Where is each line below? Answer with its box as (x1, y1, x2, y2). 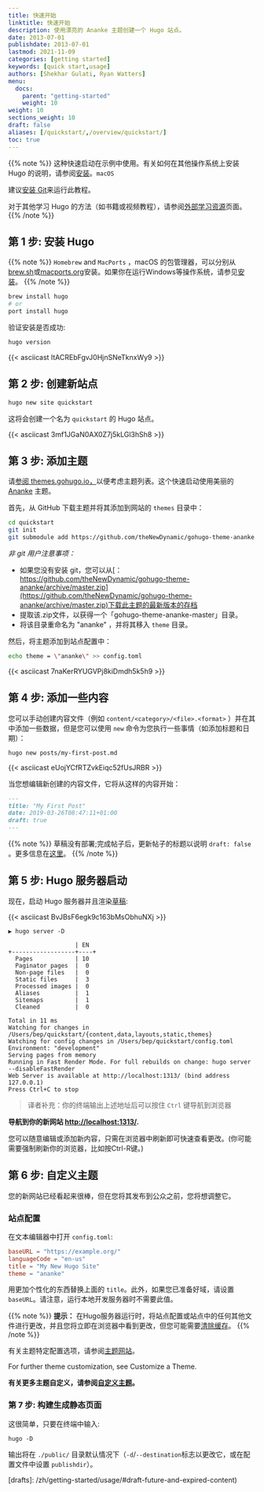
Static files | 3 (15, 976, 90, 983)
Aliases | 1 (15, 989, 90, 997)
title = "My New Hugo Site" (8, 1262, 101, 1270)
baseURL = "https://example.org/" (8, 1248, 122, 1255)
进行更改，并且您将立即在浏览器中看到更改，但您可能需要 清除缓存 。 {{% (14, 1321, 250, 1331)
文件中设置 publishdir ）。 (14, 1459, 97, 1468)
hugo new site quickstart (8, 399, 93, 406)
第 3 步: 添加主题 (8, 454, 88, 468)
